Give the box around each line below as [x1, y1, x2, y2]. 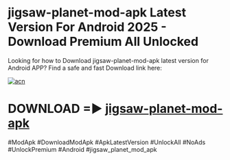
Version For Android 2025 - [8, 19, 167, 35]
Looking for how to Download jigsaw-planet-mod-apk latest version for [8, 56, 209, 64]
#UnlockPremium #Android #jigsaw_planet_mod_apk [8, 145, 157, 153]
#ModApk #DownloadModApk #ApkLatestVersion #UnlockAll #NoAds [8, 138, 206, 146]
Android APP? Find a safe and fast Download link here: [8, 64, 162, 72]
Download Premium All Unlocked [8, 34, 198, 49]
